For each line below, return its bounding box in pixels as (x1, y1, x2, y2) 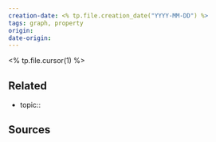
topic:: (19, 101, 41, 110)
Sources (8, 123, 51, 136)
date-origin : (8, 34, 52, 42)
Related (8, 79, 48, 93)
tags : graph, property (8, 19, 84, 27)
